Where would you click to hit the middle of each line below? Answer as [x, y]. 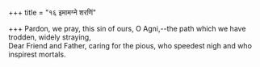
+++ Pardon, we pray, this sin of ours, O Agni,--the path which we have [127, 29]
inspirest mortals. [37, 54]
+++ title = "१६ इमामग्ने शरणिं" [52, 13]
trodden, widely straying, [50, 37]
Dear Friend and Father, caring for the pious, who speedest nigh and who [130, 46]
